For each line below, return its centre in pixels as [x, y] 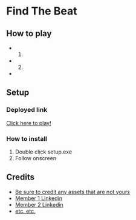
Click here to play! [29, 123]
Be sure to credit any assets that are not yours [72, 192]
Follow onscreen [35, 158]
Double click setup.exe [44, 152]
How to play [29, 34]
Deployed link [27, 110]
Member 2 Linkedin [39, 204]
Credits [21, 177]
